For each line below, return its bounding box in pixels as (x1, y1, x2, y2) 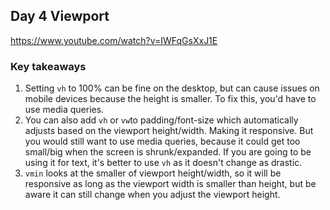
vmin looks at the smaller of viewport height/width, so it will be (24, 167, 282, 179)
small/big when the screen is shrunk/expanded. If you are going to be (24, 146, 312, 158)
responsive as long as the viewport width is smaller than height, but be (24, 178, 317, 190)
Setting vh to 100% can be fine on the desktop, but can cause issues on (24, 82, 320, 94)
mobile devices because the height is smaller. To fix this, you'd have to (24, 93, 317, 105)
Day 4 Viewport (10, 8, 110, 25)
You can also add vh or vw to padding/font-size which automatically (24, 114, 299, 126)
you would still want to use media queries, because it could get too (24, 135, 301, 148)
